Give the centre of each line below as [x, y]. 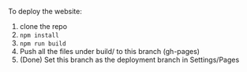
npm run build [43, 44]
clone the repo [43, 26]
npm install [39, 35]
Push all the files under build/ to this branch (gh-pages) [109, 51]
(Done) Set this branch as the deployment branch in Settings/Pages [129, 59]
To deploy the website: [45, 11]
